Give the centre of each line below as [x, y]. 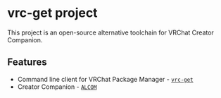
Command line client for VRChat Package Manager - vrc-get [105, 79]
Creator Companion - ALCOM [57, 87]
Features [27, 62]
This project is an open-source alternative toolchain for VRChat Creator [111, 32]
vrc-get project [52, 13]
